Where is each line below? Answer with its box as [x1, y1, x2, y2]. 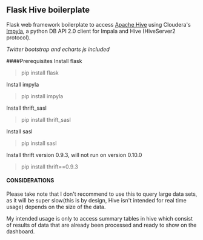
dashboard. [6, 228, 35, 235]
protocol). [6, 33, 31, 41]
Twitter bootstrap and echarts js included [6, 45, 110, 53]
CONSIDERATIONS [6, 177, 55, 184]
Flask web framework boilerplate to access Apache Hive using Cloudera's [6, 21, 191, 28]
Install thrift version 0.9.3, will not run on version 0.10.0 [6, 151, 142, 158]
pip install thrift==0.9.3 [21, 163, 79, 170]
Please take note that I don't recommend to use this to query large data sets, [6, 190, 198, 198]
